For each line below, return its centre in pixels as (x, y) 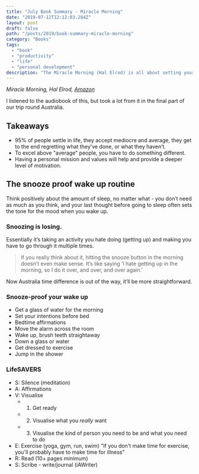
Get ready (45, 407)
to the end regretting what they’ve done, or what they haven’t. (90, 147)
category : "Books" (29, 39)
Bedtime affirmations (40, 322)
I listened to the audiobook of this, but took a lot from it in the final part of (95, 101)
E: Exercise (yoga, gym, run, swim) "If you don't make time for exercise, (102, 445)
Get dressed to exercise (44, 348)
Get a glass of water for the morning (59, 310)
